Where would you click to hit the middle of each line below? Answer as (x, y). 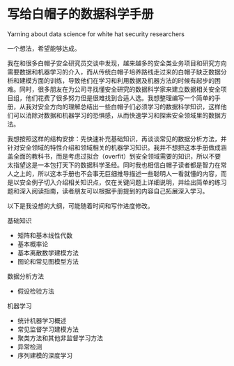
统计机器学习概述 (42, 320)
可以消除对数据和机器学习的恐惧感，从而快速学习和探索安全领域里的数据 (117, 115)
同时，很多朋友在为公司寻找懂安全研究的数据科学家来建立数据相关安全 (120, 89)
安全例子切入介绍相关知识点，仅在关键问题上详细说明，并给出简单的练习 (123, 182)
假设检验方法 (36, 291)
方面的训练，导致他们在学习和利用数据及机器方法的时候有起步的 (123, 80)
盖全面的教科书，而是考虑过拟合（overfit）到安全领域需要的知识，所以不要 (114, 156)
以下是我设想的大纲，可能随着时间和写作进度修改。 (80, 205)
